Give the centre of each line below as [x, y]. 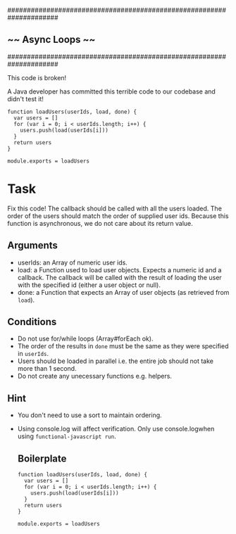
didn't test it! [26, 98]
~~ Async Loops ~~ [51, 40]
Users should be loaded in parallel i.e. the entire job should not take [115, 361]
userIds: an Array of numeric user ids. [73, 262]
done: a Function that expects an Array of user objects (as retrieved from [123, 292]
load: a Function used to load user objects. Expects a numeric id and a [119, 269]
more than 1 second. [47, 369]
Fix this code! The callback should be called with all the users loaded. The [114, 208]
